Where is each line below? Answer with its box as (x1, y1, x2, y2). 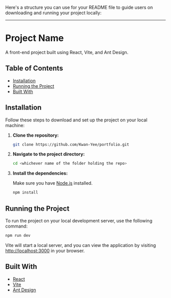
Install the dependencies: (12, 170, 68, 177)
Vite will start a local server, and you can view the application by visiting (5, 242, 156, 248)
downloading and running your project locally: (5, 10, 102, 16)
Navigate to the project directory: (12, 151, 85, 157)
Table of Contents (5, 64, 64, 73)
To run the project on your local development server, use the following (5, 218, 153, 224)
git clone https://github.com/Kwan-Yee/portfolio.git (12, 142, 129, 147)
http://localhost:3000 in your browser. (5, 247, 85, 254)
